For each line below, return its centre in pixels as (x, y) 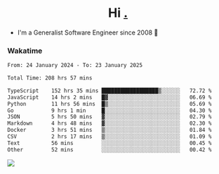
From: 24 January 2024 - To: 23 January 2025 (75, 66)
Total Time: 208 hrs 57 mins (50, 78)
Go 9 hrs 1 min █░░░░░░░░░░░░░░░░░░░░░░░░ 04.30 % (109, 111)
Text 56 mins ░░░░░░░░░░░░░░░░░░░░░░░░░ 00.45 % (109, 143)
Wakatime (25, 51)
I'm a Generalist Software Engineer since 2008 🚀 (88, 32)
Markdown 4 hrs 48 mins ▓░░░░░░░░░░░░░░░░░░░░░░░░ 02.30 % (109, 124)
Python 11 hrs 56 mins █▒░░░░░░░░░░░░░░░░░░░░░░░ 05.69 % (109, 104)
